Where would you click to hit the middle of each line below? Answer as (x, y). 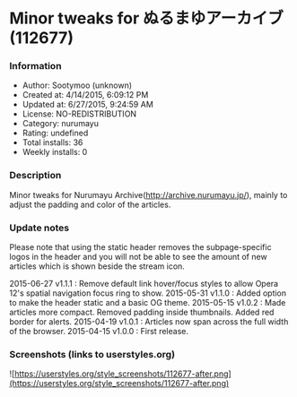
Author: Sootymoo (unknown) (77, 85)
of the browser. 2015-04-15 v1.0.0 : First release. (99, 332)
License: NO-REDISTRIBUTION (79, 114)
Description (35, 176)
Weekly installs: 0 (55, 152)
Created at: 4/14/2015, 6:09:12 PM (85, 95)
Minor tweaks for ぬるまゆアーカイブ (147, 18)
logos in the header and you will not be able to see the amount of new (138, 257)
